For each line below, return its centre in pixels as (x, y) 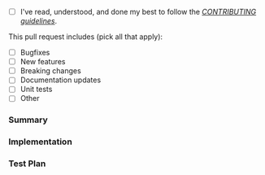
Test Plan (27, 164)
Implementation (41, 142)
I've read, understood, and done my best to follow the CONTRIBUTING (138, 12)
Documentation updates (61, 80)
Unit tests (36, 90)
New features (43, 62)
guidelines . (39, 21)
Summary (28, 120)
